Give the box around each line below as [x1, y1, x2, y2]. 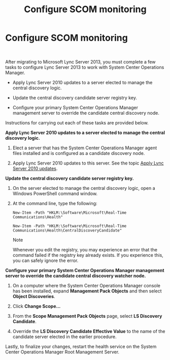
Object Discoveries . [12, 293, 55, 299]
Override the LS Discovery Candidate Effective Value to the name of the [12, 328, 165, 334]
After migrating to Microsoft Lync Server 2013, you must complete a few [5, 58, 156, 64]
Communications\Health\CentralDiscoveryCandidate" [12, 227, 122, 233]
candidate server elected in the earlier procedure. [12, 334, 117, 340]
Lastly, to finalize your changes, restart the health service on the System [5, 343, 157, 349]
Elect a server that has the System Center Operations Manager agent [12, 145, 157, 151]
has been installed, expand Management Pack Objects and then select [12, 288, 162, 294]
